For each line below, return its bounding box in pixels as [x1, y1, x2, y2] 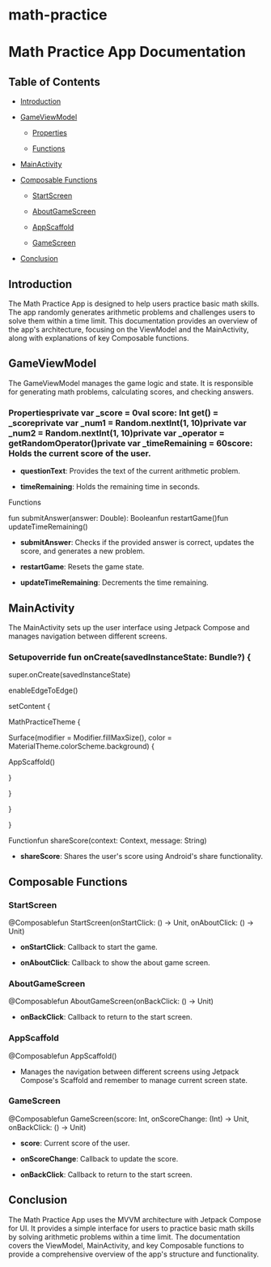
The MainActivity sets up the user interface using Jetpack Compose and [8, 622, 250, 632]
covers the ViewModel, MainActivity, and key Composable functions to [8, 1240, 244, 1250]
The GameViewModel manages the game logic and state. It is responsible [8, 378, 253, 388]
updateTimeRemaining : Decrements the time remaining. [19, 578, 209, 587]
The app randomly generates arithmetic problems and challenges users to [8, 307, 256, 317]
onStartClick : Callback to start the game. [19, 942, 158, 951]
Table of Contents [8, 75, 101, 88]
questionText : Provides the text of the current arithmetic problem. [19, 466, 241, 476]
